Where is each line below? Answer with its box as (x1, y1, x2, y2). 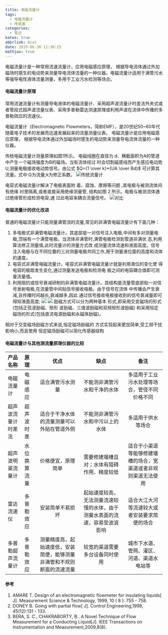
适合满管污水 (39, 379, 70, 386)
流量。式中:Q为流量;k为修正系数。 (5, 171, 75, 177)
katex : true (5, 35, 30, 40)
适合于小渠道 (127, 443, 158, 450)
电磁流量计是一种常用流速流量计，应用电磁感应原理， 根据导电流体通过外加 (5, 63, 160, 69)
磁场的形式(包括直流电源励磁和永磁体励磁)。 (12, 311, 104, 317)
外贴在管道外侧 (39, 426, 75, 433)
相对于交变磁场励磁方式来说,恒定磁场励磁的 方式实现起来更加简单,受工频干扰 (5, 321, 162, 327)
